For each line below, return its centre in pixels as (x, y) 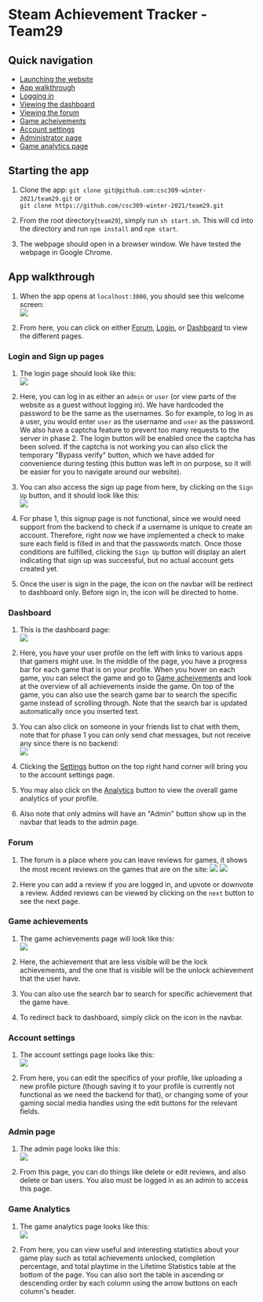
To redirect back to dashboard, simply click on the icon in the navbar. (131, 1017)
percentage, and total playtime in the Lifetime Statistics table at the (128, 1266)
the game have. (45, 1002)
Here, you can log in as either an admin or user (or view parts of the (128, 396)
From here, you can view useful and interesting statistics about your (129, 1249)
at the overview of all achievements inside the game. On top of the (127, 686)
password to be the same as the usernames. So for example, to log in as (136, 413)
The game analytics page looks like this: (84, 1226)
